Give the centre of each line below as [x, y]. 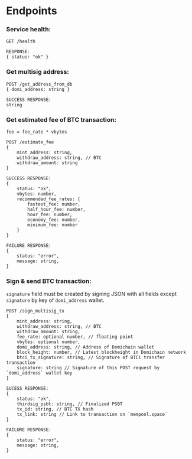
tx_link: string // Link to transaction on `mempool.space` [92, 415]
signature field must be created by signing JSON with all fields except [92, 294]
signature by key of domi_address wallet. [55, 300]
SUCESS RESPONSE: [27, 389]
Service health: [29, 30]
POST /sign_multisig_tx [35, 311]
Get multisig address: [38, 72]
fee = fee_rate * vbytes [37, 132]
